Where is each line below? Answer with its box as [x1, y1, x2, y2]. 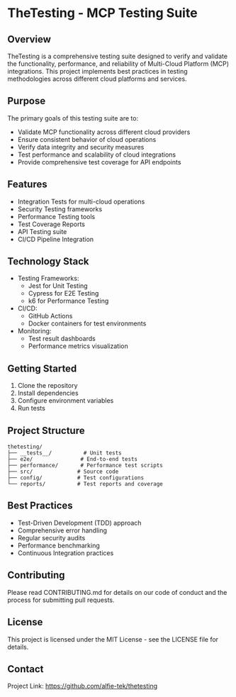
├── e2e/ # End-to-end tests [7, 456, 138, 463]
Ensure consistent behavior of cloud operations [17, 135, 157, 143]
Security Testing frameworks [17, 204, 103, 213]
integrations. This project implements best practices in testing [7, 67, 188, 75]
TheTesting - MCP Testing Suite [7, 5, 198, 21]
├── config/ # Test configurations [7, 474, 144, 481]
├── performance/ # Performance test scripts [7, 462, 163, 469]
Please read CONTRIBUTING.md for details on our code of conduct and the [7, 588, 227, 596]
